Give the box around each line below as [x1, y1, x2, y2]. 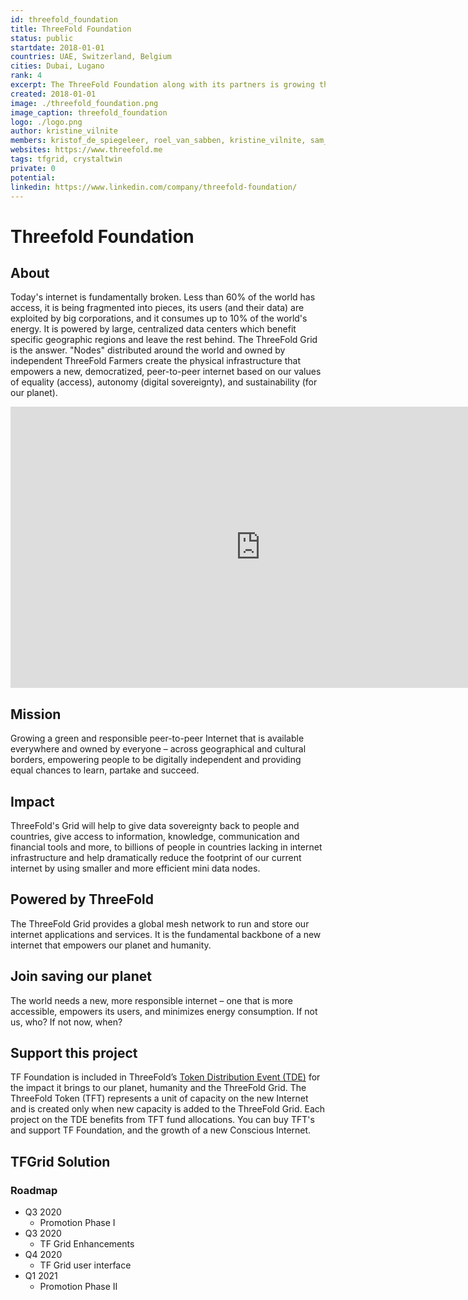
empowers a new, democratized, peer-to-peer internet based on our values [10, 366, 322, 378]
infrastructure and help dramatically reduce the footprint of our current [10, 852, 302, 863]
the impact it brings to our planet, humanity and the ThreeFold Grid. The [10, 1082, 307, 1094]
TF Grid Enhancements [39, 1238, 135, 1250]
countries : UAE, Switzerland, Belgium [10, 52, 172, 62]
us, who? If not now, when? [10, 1016, 123, 1028]
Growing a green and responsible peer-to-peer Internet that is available [10, 732, 305, 745]
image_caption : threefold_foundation [10, 107, 168, 118]
